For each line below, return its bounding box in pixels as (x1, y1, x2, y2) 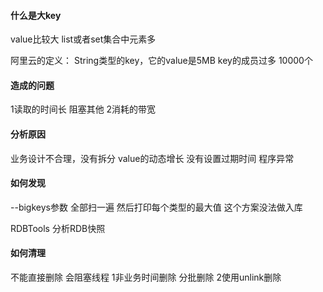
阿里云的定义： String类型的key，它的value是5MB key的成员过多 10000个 (10, 55, 313, 67)
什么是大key (10, 9, 62, 21)
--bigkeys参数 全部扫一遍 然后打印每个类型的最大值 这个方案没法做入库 (10, 201, 303, 213)
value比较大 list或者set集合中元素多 (10, 33, 157, 45)
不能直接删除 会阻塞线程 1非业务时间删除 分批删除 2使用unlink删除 (10, 271, 282, 284)
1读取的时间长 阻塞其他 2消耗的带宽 (10, 103, 157, 115)
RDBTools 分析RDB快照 (10, 222, 106, 234)
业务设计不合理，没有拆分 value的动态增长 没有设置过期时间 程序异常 (10, 152, 295, 164)
